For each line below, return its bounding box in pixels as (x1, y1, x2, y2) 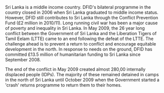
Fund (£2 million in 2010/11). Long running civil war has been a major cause (5, 20, 158, 26)
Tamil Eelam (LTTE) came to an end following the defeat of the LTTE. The (5, 36, 154, 42)
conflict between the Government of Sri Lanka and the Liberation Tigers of (5, 31, 157, 36)
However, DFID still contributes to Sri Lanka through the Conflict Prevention (5, 15, 159, 20)
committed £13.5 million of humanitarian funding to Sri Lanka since (5, 51, 141, 57)
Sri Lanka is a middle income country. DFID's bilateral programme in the (5, 4, 151, 10)
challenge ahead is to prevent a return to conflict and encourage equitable (5, 41, 157, 46)
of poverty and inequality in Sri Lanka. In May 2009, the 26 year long (5, 25, 145, 31)
